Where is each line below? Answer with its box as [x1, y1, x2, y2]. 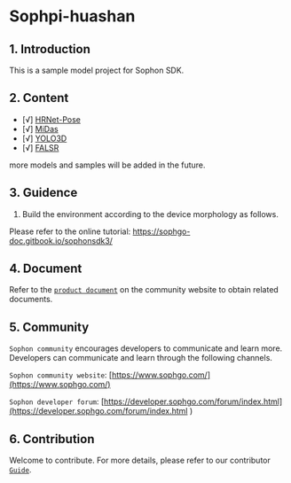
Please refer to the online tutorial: [9, 226, 131, 237]
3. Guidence [9, 185, 78, 200]
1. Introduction [9, 42, 90, 57]
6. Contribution [9, 432, 95, 447]
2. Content [9, 90, 69, 105]
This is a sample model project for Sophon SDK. [9, 65, 185, 75]
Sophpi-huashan [9, 6, 136, 27]
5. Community [9, 319, 90, 334]
